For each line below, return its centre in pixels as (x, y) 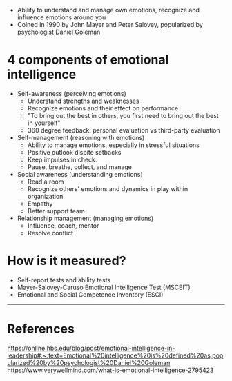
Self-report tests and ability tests (64, 280)
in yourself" (44, 123)
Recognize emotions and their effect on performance (103, 108)
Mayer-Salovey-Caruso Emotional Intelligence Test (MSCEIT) (104, 287)
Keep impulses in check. (62, 159)
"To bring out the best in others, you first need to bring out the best (123, 115)
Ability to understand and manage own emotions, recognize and (108, 10)
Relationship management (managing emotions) (85, 218)
